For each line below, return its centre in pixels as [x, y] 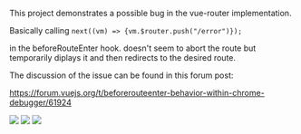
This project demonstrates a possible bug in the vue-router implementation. [150, 13]
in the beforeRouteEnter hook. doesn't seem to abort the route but [133, 48]
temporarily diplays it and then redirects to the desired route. [123, 57]
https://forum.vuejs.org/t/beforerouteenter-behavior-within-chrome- [137, 93]
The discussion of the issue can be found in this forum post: [121, 75]
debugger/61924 [41, 102]
